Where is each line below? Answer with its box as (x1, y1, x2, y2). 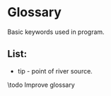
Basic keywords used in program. (7, 28, 105, 36)
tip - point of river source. (17, 66, 93, 75)
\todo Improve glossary (7, 80, 76, 89)
